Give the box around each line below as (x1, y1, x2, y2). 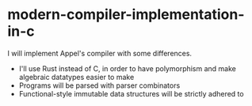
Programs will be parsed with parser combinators (18, 81, 181, 90)
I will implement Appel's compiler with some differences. (7, 48, 192, 58)
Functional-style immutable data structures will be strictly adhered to (18, 89, 244, 98)
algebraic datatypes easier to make (18, 72, 135, 81)
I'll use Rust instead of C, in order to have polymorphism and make (18, 63, 237, 73)
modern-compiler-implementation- (7, 6, 245, 24)
